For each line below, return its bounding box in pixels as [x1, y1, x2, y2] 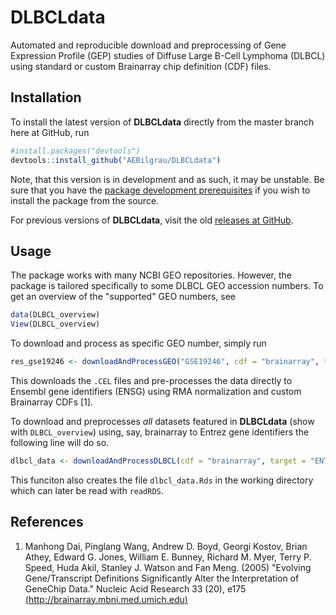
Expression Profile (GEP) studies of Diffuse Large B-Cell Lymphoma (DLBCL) [10, 49, 326, 61]
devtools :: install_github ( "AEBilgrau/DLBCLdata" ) [10, 155, 222, 165]
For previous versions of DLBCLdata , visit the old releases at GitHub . [10, 214, 294, 226]
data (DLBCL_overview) [10, 310, 101, 320]
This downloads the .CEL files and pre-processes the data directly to [10, 374, 293, 386]
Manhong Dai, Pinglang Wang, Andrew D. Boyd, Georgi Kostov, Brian [24, 540, 308, 552]
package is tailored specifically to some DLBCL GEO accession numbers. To [10, 280, 324, 292]
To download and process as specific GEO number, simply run [10, 337, 267, 350]
